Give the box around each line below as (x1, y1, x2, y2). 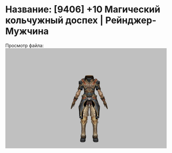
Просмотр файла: (5, 42, 44, 48)
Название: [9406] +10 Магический (5, 4, 160, 15)
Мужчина (5, 26, 49, 37)
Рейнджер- (105, 14, 157, 26)
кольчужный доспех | (5, 14, 103, 26)
